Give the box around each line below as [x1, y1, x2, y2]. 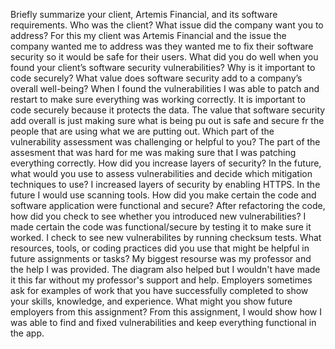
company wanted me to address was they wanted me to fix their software [10, 40, 314, 52]
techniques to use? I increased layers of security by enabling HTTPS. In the [10, 179, 321, 190]
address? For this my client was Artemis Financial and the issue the [10, 30, 287, 41]
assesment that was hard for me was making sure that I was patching [10, 147, 297, 158]
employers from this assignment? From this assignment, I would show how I [10, 306, 322, 318]
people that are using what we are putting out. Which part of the [10, 125, 275, 137]
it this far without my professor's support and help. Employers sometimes [10, 274, 313, 286]
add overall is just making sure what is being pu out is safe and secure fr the [10, 115, 325, 126]
